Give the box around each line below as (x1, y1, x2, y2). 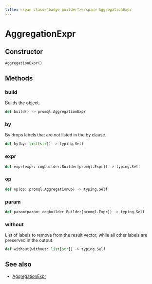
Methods (5, 74, 33, 82)
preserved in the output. (5, 238, 54, 243)
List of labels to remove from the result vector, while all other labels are (5, 232, 148, 238)
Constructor (5, 47, 43, 56)
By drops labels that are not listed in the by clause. (5, 132, 107, 138)
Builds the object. (5, 100, 40, 106)
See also (5, 260, 32, 269)
